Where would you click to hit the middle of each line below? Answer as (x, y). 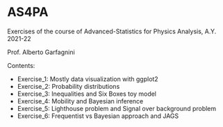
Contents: (21, 65)
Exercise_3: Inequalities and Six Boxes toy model (87, 94)
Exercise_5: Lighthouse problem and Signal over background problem (117, 108)
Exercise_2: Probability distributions (68, 86)
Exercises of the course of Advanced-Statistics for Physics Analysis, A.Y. (112, 31)
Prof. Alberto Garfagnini (41, 52)
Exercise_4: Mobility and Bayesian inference (80, 101)
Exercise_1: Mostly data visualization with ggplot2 (88, 79)
